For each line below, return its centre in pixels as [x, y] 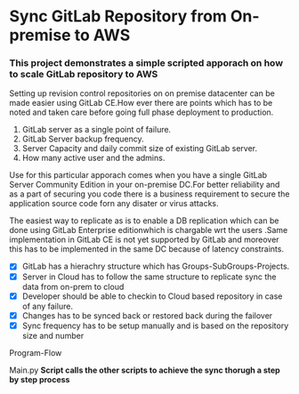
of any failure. [48, 306]
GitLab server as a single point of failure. [97, 130]
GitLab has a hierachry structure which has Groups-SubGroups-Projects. [156, 266]
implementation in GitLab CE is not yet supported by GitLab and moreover [144, 240]
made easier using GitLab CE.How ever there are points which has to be [141, 103]
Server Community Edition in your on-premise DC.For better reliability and [145, 185]
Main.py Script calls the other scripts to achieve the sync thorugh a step [145, 370]
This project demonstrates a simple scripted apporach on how [146, 63]
